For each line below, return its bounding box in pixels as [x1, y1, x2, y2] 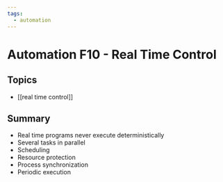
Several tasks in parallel [17, 138, 85, 147]
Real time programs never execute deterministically [17, 131, 165, 140]
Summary [7, 113, 51, 124]
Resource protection [17, 154, 76, 162]
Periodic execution [17, 168, 72, 176]
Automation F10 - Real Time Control [7, 47, 217, 63]
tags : [7, 10, 23, 17]
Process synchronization [17, 160, 89, 169]
